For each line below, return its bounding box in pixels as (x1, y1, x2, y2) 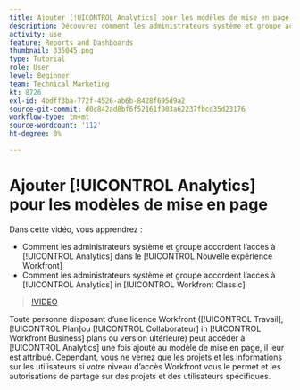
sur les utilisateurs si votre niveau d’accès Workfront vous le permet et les (9, 361, 281, 371)
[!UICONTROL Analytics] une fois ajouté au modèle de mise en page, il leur (9, 342, 285, 353)
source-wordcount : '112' (9, 121, 102, 130)
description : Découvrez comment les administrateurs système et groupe (9, 21, 281, 30)
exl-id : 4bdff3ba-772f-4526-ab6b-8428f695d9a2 (9, 95, 186, 105)
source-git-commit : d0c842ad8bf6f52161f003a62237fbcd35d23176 (9, 104, 246, 113)
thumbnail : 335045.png (9, 46, 94, 55)
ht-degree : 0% (9, 129, 62, 138)
